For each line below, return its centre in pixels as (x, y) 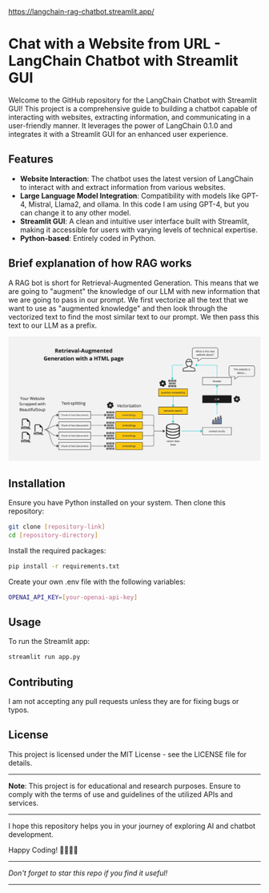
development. (31, 834)
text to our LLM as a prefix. (53, 325)
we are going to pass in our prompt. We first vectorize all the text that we (128, 300)
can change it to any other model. (75, 212)
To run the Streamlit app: (49, 642)
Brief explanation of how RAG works (100, 263)
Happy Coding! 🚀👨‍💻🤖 (43, 850)
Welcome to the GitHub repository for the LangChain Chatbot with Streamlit (133, 100)
